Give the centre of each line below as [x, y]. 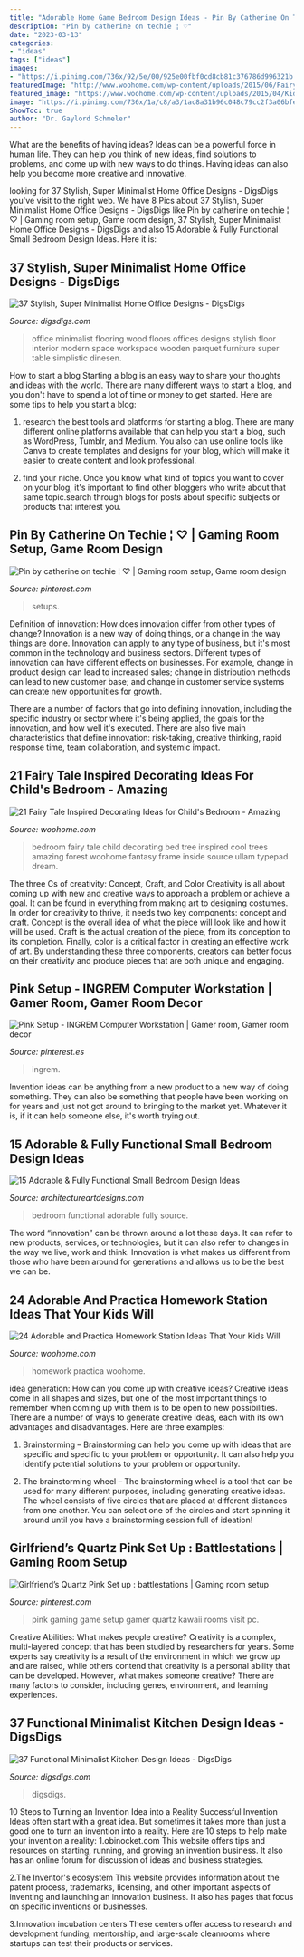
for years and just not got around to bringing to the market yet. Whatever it [148, 1107]
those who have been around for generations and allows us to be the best [147, 1262]
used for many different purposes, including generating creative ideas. [154, 1491]
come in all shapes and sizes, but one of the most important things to [138, 1398]
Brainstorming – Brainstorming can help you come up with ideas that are [157, 1444]
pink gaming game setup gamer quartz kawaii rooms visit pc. [145, 1619]
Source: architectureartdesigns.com [77, 1198]
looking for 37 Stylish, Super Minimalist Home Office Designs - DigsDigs [144, 191]
